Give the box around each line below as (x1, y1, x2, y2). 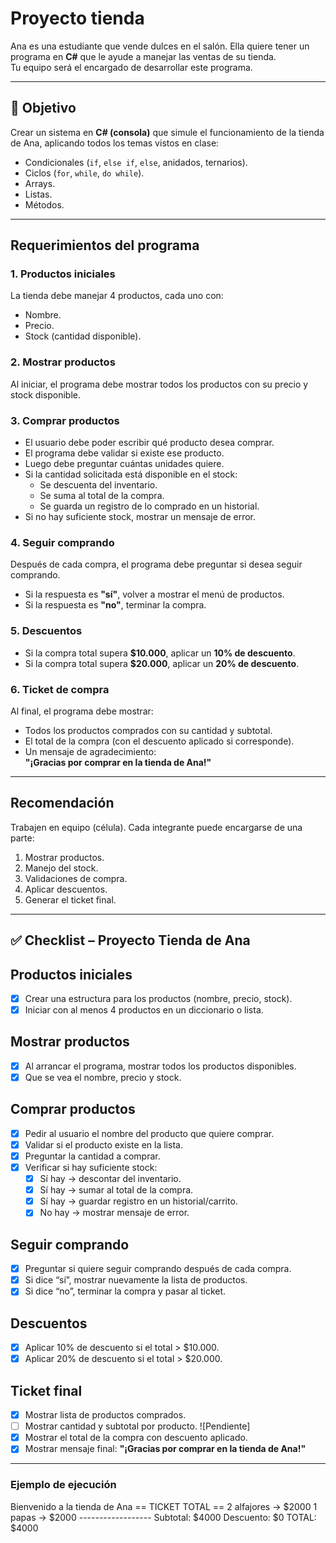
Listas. (24, 188, 53, 200)
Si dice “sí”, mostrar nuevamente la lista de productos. (24, 1274, 248, 1286)
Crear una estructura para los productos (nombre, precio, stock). (24, 992, 293, 1004)
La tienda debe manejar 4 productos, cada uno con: (10, 290, 224, 302)
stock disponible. (10, 388, 81, 401)
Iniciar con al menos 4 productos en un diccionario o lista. (24, 1004, 264, 1016)
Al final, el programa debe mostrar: (10, 705, 154, 717)
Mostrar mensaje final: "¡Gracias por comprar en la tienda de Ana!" (24, 1443, 307, 1455)
